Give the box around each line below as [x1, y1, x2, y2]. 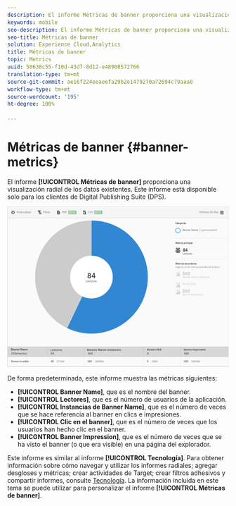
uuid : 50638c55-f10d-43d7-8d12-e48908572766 [7, 63, 140, 70]
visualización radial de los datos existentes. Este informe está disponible [7, 185, 217, 193]
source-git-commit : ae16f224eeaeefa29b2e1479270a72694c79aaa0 [7, 78, 193, 85]
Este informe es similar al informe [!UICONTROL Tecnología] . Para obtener [7, 453, 225, 462]
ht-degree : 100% [7, 101, 55, 108]
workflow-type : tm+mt [7, 85, 71, 93]
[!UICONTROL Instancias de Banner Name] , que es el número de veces [17, 402, 227, 411]
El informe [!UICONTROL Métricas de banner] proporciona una [7, 177, 191, 186]
